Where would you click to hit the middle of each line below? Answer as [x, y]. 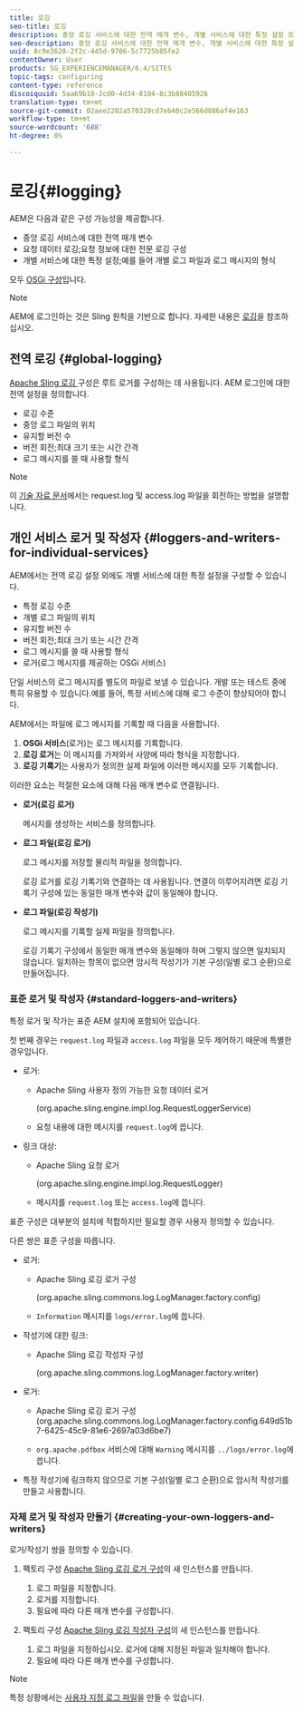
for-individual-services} [79, 553]
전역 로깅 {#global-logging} [86, 359]
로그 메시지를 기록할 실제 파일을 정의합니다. [99, 931]
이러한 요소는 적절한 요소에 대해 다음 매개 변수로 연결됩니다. [114, 785]
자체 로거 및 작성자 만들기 [61, 1517]
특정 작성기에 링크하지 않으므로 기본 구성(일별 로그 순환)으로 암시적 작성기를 [156, 1480]
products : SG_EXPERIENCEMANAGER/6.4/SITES [90, 69]
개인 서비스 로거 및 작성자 [76, 538]
